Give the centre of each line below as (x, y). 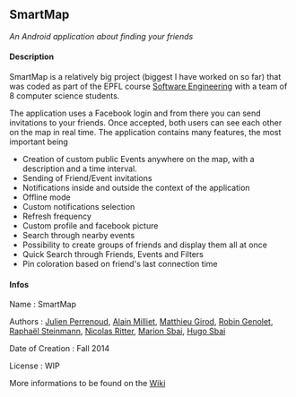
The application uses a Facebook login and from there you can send (135, 113)
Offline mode (46, 197)
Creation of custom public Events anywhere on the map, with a (138, 160)
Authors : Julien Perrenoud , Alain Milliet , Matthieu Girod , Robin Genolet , (141, 322)
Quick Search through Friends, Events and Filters (113, 255)
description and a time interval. (79, 168)
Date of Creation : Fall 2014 (60, 349)
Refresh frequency (57, 216)
